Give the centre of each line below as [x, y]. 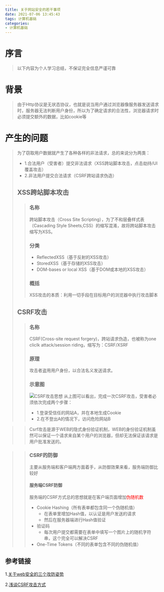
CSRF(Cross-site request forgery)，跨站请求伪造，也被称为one [93, 339]
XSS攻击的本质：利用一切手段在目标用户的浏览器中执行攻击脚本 [94, 295]
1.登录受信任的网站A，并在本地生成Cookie [79, 412]
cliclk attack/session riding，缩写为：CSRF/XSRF [79, 345]
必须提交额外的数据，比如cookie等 [52, 117]
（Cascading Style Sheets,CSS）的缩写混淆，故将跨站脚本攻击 [93, 225]
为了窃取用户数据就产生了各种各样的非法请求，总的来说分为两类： [83, 153]
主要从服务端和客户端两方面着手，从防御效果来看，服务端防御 [92, 467]
